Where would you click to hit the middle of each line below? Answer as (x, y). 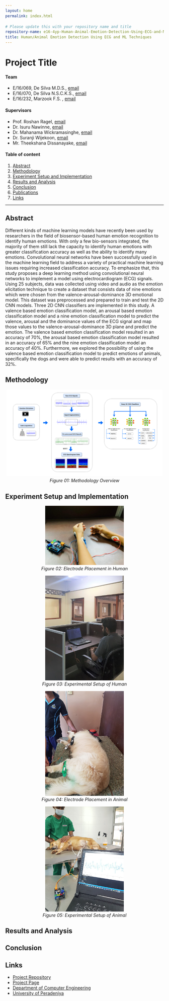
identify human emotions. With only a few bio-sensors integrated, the (77, 241)
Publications (25, 192)
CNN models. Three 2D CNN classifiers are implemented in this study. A (80, 305)
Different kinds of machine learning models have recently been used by (79, 230)
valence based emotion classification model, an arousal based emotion (79, 311)
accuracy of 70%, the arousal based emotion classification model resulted (82, 337)
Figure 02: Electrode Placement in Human (84, 568)
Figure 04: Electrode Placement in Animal (84, 800)
